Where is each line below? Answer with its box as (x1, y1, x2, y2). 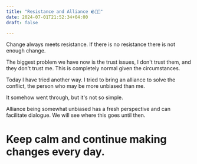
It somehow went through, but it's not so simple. (6, 94, 124, 101)
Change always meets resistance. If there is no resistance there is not (6, 41, 176, 48)
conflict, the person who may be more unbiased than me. (6, 83, 146, 90)
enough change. (6, 47, 46, 54)
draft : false (6, 19, 38, 25)
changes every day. (6, 145, 105, 158)
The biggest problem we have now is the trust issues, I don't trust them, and (6, 58, 192, 65)
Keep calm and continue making (6, 132, 167, 146)
